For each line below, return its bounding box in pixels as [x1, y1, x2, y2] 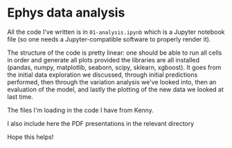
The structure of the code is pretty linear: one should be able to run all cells [7, 48, 222, 57]
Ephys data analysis [7, 5, 125, 21]
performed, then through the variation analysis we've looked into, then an [7, 77, 217, 86]
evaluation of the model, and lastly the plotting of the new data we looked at [7, 85, 224, 93]
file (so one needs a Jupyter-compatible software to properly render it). [7, 35, 211, 43]
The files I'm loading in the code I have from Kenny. [7, 106, 154, 114]
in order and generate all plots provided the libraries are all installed [7, 55, 199, 64]
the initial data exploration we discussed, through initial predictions [7, 71, 198, 79]
